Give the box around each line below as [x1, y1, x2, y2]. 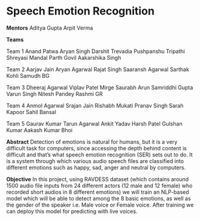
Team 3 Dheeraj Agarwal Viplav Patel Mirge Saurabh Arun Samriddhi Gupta [6, 83, 193, 91]
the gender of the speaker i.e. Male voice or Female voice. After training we [6, 201, 194, 208]
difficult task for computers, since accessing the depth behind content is [6, 144, 187, 152]
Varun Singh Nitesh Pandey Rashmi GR [6, 90, 103, 97]
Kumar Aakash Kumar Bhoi [6, 126, 73, 133]
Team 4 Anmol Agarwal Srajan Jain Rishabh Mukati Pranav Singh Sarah [6, 101, 184, 109]
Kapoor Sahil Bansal [6, 108, 56, 115]
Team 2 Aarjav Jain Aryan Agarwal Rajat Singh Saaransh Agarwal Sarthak [6, 65, 189, 73]
